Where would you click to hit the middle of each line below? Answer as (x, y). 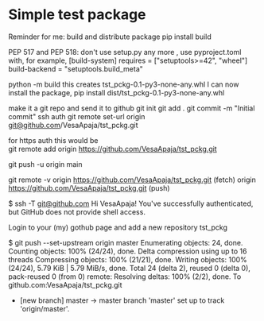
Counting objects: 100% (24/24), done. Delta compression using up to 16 (128, 251)
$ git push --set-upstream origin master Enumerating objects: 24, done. (126, 242)
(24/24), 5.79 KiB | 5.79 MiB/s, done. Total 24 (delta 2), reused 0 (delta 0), (129, 268)
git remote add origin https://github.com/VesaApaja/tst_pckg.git (113, 149)
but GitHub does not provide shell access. (77, 211)
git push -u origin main (45, 164)
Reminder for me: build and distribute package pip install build (110, 37)
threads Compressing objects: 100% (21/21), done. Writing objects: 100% (128, 259)
